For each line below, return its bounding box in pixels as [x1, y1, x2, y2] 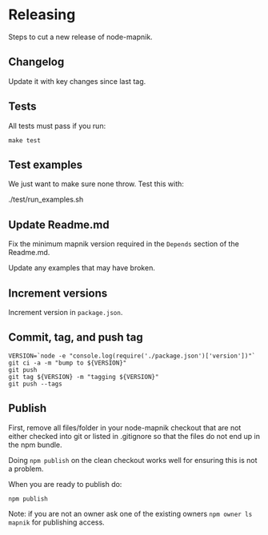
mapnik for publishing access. [8, 517, 106, 527]
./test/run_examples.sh [8, 194, 84, 205]
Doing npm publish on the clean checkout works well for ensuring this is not [8, 455, 258, 465]
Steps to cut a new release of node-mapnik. [8, 32, 154, 42]
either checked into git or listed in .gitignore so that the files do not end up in [8, 431, 260, 441]
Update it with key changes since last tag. [8, 76, 146, 86]
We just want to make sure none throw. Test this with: [8, 179, 184, 189]
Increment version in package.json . [8, 308, 123, 317]
